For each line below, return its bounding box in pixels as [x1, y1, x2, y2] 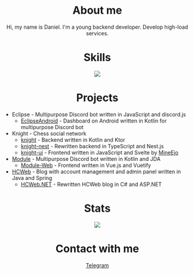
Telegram [85, 261, 109, 269]
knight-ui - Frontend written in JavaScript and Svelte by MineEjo [20, 149, 179, 156]
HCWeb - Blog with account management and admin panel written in [11, 168, 181, 175]
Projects [76, 91, 119, 105]
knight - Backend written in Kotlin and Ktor [20, 136, 125, 143]
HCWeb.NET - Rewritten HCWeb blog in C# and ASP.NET [20, 181, 162, 188]
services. [86, 29, 109, 36]
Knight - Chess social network [11, 130, 87, 137]
